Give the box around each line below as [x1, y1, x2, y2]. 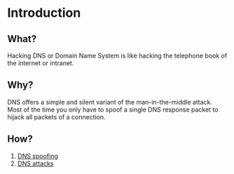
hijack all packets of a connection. [7, 112, 106, 121]
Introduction [7, 5, 81, 21]
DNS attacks [17, 159, 54, 168]
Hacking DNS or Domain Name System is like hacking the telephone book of [7, 51, 228, 60]
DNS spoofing [17, 152, 58, 160]
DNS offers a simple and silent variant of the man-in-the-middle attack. [7, 98, 212, 106]
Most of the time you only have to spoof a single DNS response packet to [7, 105, 219, 114]
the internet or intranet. [7, 59, 74, 67]
